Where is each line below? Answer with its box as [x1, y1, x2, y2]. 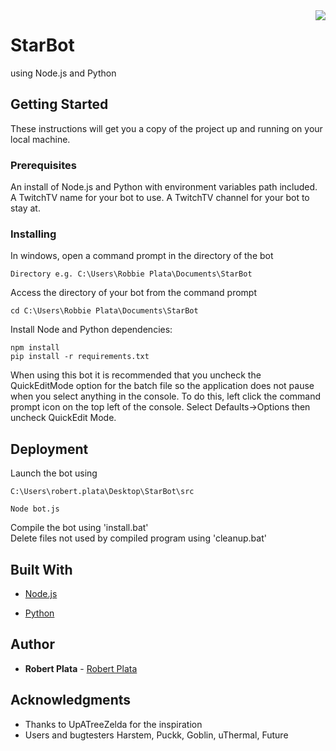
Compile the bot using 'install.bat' [10, 522, 149, 534]
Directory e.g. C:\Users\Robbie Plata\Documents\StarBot [10, 269, 253, 279]
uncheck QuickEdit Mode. [10, 412, 117, 424]
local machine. [10, 133, 71, 145]
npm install [10, 343, 60, 353]
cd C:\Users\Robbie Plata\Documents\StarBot [10, 306, 199, 316]
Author [10, 636, 55, 653]
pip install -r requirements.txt [10, 352, 150, 362]
